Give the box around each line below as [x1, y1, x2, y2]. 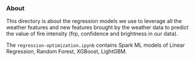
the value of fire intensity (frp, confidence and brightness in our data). [6, 30, 178, 37]
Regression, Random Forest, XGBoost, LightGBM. [6, 48, 127, 55]
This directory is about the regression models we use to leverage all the [6, 18, 182, 25]
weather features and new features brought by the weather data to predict [6, 24, 189, 31]
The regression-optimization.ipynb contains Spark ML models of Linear [6, 41, 185, 49]
